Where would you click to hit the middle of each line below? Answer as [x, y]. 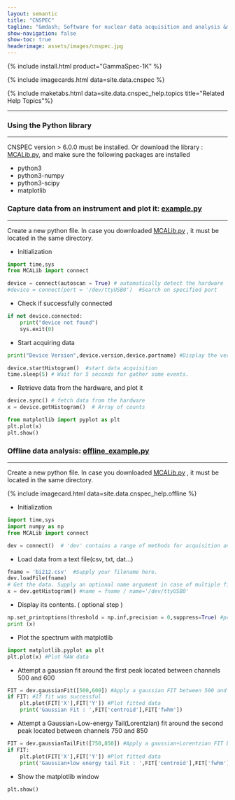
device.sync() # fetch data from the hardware [76, 401]
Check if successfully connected [65, 303]
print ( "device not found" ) [59, 323]
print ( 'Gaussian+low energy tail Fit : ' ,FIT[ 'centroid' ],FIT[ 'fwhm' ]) [126, 763]
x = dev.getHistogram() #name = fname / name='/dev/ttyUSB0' [98, 591]
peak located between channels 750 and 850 [83, 731]
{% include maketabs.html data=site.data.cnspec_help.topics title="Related [116, 93]
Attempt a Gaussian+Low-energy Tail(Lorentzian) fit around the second [120, 723]
